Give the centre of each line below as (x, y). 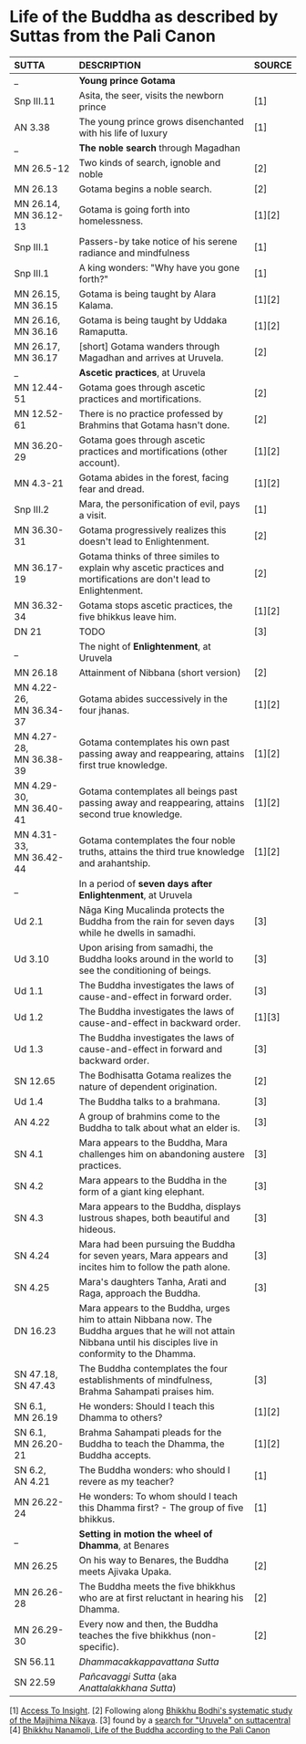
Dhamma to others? (121, 1417)
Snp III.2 (32, 509)
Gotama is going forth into (134, 209)
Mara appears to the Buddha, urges (154, 1308)
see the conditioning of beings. (145, 970)
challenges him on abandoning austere (162, 1154)
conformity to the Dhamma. (137, 1353)
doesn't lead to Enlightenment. (144, 541)
